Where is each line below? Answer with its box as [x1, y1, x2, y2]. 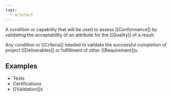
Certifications [12, 81, 42, 87]
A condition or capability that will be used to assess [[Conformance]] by [5, 26, 158, 32]
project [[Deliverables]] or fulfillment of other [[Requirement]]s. [5, 47, 139, 53]
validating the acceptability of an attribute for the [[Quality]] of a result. [5, 32, 156, 38]
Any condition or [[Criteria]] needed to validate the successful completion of [5, 41, 167, 47]
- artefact [10, 12, 33, 17]
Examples [5, 62, 37, 70]
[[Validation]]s [12, 86, 43, 92]
